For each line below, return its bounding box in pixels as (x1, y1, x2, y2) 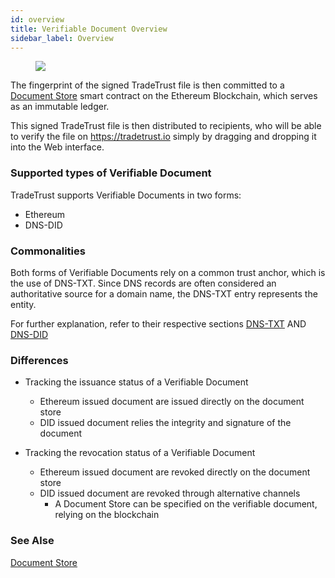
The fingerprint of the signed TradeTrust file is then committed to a (10, 79, 285, 91)
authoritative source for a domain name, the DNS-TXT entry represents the (10, 287, 318, 300)
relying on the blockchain (54, 509, 160, 521)
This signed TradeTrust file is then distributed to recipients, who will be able (10, 120, 322, 132)
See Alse (10, 534, 55, 548)
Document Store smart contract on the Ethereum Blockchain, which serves (10, 90, 318, 102)
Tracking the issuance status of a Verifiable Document (24, 376, 249, 388)
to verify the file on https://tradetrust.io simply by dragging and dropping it (10, 131, 317, 143)
